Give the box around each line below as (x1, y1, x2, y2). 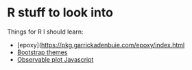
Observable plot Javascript (16, 55, 94, 63)
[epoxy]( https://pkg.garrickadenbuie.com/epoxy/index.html (16, 40, 185, 49)
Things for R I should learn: (7, 27, 84, 36)
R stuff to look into (7, 5, 113, 21)
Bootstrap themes (16, 48, 68, 56)
